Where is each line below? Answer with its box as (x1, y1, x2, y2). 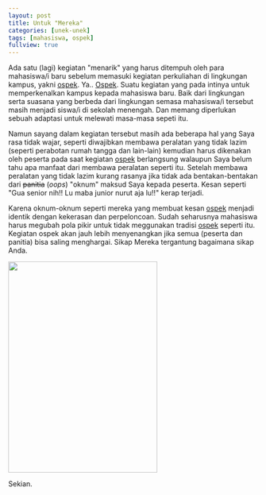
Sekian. (8, 479, 33, 489)
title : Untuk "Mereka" (8, 19, 83, 27)
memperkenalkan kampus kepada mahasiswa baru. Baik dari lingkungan (8, 88, 245, 98)
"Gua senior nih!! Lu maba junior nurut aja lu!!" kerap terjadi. (8, 188, 204, 198)
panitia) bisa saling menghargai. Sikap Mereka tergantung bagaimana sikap (8, 238, 254, 247)
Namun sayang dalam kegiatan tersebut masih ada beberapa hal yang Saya (8, 129, 256, 139)
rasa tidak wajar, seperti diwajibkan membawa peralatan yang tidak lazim (8, 137, 248, 147)
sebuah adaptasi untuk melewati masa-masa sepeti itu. (8, 114, 189, 123)
